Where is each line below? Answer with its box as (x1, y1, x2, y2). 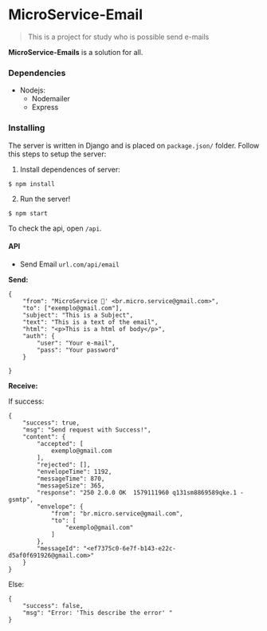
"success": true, (22, 419, 80, 427)
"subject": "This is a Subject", (22, 311, 134, 319)
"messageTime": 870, (37, 475, 105, 483)
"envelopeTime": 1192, (37, 467, 112, 475)
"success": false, (22, 601, 84, 609)
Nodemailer (31, 94, 70, 104)
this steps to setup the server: (8, 149, 107, 159)
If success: (8, 396, 45, 406)
